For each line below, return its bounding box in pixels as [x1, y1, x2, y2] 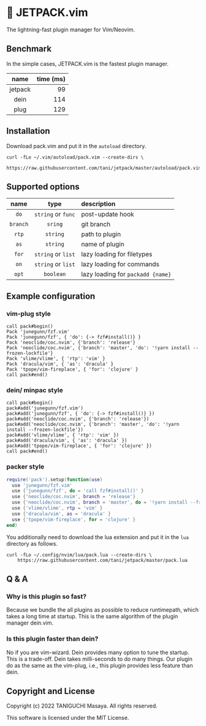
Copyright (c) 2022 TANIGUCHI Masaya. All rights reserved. [6, 702, 158, 709]
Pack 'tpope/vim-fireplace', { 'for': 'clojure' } [6, 366, 139, 373]
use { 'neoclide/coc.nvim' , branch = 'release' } [12, 494, 136, 500]
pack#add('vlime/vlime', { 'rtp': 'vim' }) [6, 432, 120, 438]
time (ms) [36, 74, 66, 83]
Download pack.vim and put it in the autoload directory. [6, 142, 147, 149]
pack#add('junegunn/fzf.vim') [6, 405, 84, 411]
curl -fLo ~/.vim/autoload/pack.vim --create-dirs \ [6, 154, 144, 160]
